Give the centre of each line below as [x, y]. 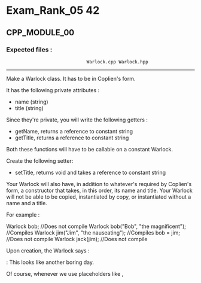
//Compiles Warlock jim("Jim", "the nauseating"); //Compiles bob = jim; [93, 232]
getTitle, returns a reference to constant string [72, 138]
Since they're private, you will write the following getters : [77, 120]
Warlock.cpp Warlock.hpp [117, 62]
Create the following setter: [40, 161]
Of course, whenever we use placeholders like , [65, 273]
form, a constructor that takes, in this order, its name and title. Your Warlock [99, 190]
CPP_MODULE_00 [40, 33]
